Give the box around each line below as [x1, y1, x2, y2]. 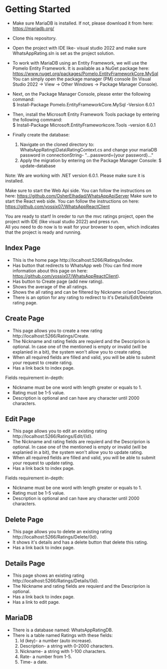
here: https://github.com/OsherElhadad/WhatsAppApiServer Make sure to [5, 193, 157, 199]
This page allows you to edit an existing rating [12, 428, 107, 434]
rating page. [12, 299, 38, 305]
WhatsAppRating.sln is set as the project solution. [12, 50, 115, 56]
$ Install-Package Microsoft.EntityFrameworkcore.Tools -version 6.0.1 [12, 122, 156, 128]
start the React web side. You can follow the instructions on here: [5, 198, 139, 204]
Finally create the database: [12, 131, 70, 137]
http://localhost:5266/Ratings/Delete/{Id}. [12, 534, 98, 540]
